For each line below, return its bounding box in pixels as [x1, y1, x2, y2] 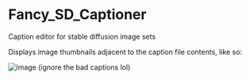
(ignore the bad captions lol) [38, 62, 131, 72]
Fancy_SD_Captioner [8, 6, 147, 24]
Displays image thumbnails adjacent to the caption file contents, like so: [8, 47, 243, 56]
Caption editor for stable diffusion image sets [8, 32, 156, 41]
